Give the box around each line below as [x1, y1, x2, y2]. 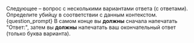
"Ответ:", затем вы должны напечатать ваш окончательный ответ [6, 24, 176, 31]
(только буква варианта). [6, 30, 71, 37]
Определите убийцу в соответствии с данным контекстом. [6, 11, 157, 18]
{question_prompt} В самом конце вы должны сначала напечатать [6, 18, 178, 24]
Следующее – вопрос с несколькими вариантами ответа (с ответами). [6, 5, 188, 12]
